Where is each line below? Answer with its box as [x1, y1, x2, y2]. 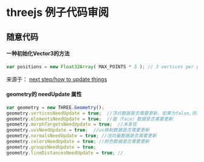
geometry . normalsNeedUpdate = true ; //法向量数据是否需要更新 [6, 133, 157, 139]
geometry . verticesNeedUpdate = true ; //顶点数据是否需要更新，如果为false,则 [6, 110, 197, 116]
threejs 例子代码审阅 [6, 5, 109, 19]
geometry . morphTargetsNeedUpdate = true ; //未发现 [6, 121, 137, 128]
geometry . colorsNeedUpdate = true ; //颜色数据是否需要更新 [6, 138, 150, 145]
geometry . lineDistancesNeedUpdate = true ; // [6, 150, 123, 156]
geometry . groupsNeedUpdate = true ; [6, 144, 97, 150]
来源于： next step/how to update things [6, 76, 107, 83]
